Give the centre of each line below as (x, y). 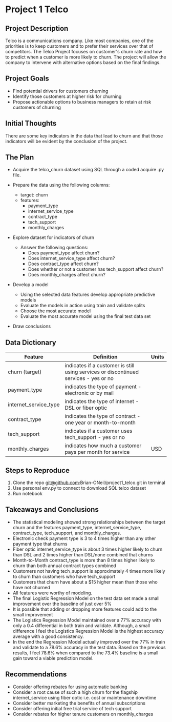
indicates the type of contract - (103, 416)
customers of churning (37, 107)
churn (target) (25, 372)
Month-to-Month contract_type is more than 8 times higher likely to (84, 560)
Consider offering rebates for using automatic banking (70, 687)
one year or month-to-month (100, 423)
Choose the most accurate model (56, 311)
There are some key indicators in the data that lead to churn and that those (84, 136)
